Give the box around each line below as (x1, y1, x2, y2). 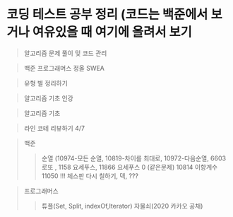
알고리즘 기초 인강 (23, 93, 73, 102)
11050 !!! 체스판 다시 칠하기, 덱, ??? (41, 171, 139, 180)
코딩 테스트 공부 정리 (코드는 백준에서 (6, 6, 208, 23)
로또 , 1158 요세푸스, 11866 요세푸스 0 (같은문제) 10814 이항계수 (41, 163, 218, 171)
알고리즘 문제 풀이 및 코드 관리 (23, 49, 107, 57)
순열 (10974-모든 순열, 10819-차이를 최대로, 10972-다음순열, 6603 (41, 153, 227, 163)
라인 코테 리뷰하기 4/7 (23, 124, 85, 132)
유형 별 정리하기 (23, 78, 68, 87)
